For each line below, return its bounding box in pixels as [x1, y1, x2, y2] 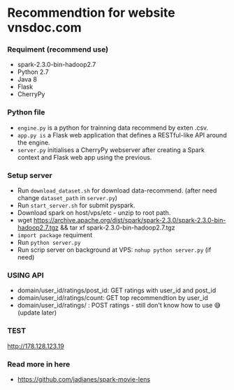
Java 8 [17, 75, 37, 84]
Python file [7, 107, 45, 117]
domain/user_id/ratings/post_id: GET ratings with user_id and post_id [17, 286, 217, 294]
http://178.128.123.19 [7, 342, 64, 350]
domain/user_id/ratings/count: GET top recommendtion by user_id [17, 294, 208, 302]
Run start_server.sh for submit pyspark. [17, 201, 136, 210]
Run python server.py [17, 239, 81, 247]
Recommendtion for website [7, 5, 176, 21]
